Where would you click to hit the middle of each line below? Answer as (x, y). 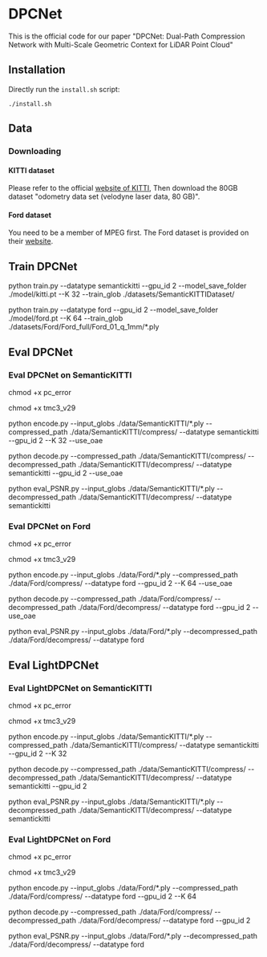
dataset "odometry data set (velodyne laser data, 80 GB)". (104, 196)
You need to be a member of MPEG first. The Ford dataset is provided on (129, 232)
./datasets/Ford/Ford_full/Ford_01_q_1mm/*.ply (84, 327)
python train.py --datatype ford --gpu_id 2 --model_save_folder (113, 310)
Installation (37, 70)
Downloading (35, 151)
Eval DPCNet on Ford (49, 526)
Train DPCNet (43, 267)
